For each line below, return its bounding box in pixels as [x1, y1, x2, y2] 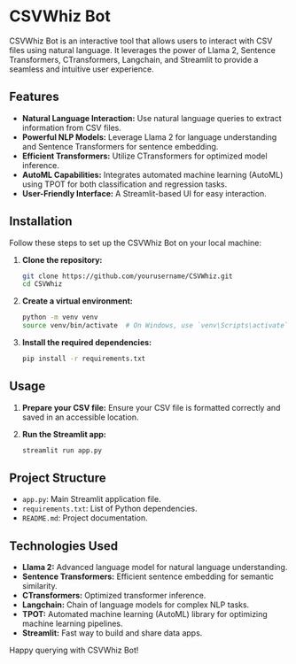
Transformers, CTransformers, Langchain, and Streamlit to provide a [9, 54, 259, 65]
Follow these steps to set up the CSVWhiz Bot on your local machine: [9, 237, 261, 248]
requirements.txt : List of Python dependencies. [21, 503, 198, 514]
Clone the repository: [21, 254, 103, 265]
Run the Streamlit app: [21, 429, 106, 439]
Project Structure [9, 471, 106, 486]
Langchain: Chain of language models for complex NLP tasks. [21, 599, 250, 610]
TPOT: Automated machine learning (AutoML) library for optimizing [21, 609, 268, 620]
